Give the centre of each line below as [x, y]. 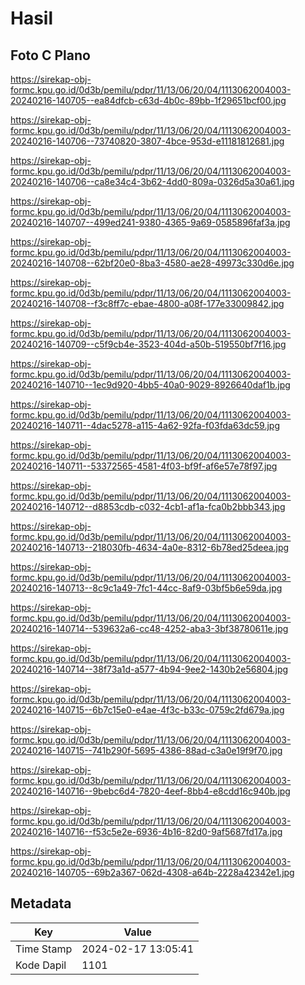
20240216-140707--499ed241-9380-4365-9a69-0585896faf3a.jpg [150, 222]
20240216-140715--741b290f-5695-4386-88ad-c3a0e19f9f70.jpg [146, 750]
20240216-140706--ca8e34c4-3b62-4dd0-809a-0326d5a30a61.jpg [152, 181]
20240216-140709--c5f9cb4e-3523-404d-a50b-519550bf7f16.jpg [148, 344]
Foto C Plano [50, 55]
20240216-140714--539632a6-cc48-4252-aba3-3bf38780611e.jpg [149, 628]
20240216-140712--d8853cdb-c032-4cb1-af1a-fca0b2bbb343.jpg [148, 506]
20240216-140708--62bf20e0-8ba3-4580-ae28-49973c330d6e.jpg [152, 263]
